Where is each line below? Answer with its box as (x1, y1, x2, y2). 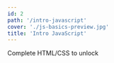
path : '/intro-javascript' (7, 17, 87, 24)
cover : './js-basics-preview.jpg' (7, 23, 110, 30)
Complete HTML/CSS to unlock (7, 49, 99, 57)
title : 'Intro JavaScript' (7, 29, 87, 37)
